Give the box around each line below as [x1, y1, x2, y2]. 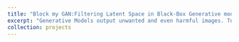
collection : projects [7, 23, 72, 31]
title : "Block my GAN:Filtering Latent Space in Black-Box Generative [7, 10, 221, 18]
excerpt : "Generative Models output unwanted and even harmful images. [7, 17, 224, 24]
